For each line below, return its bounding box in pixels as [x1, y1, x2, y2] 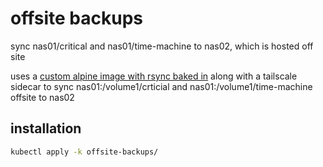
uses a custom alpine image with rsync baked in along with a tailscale [10, 70, 298, 82]
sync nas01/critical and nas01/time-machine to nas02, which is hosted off [10, 40, 314, 52]
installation [10, 120, 82, 137]
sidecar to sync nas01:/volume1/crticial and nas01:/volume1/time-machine [10, 80, 313, 92]
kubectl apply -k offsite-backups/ [10, 147, 159, 157]
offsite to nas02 [10, 91, 75, 103]
